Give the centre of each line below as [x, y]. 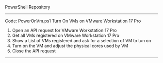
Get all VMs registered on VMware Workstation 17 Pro [66, 35]
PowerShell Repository [28, 7]
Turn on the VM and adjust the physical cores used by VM [70, 46]
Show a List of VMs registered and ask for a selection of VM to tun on [81, 40]
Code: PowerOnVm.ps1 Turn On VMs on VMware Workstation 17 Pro [73, 21]
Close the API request [34, 51]
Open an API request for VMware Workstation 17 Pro [65, 30]
